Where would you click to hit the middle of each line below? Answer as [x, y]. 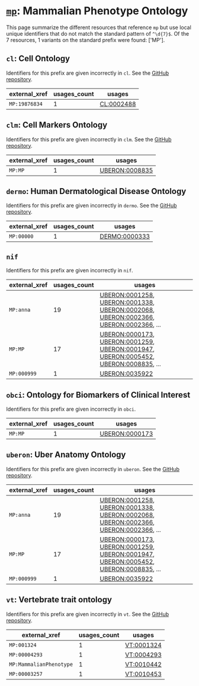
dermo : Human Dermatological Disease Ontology [96, 191]
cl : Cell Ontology [38, 58]
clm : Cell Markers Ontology [57, 125]
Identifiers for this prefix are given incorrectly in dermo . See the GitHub [92, 205]
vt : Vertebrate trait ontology [59, 600]
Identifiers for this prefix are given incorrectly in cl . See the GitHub [88, 73]
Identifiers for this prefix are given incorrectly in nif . [70, 271]
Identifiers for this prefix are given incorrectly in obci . [71, 409]
